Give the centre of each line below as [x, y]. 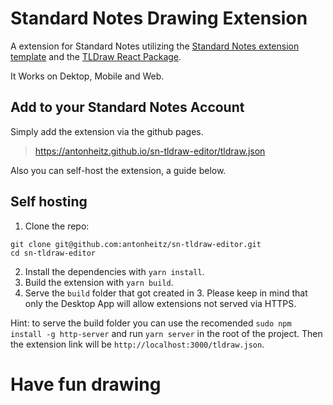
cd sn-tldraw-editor [53, 253]
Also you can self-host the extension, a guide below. [118, 170]
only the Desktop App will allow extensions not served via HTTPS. [160, 303]
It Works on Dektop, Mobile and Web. [87, 76]
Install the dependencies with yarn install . [114, 271]
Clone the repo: [57, 226]
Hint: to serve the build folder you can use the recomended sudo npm [151, 323]
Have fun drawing [86, 384]
